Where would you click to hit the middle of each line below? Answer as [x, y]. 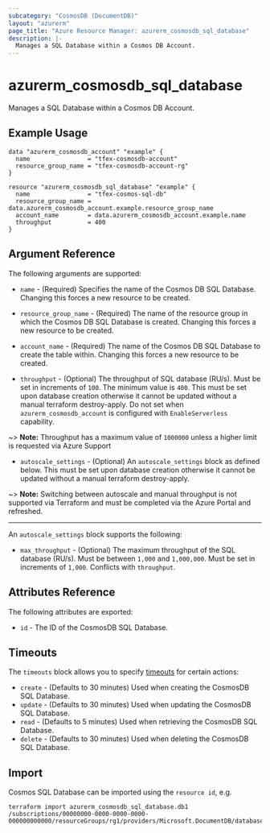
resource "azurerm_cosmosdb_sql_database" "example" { [102, 187]
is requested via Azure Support [60, 446]
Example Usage [48, 133]
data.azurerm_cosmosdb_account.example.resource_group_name [111, 208]
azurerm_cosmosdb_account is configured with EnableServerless [124, 412]
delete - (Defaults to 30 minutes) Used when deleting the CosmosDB [134, 739]
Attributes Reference [62, 593]
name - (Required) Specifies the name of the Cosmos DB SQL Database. [138, 289]
